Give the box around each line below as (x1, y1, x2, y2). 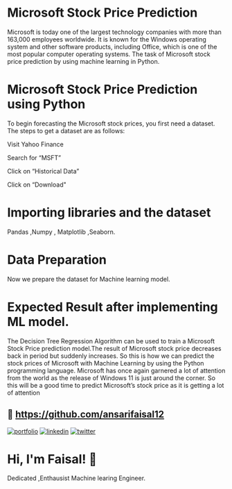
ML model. (7, 314, 69, 329)
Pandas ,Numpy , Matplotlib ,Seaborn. (7, 228, 116, 236)
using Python (7, 96, 86, 112)
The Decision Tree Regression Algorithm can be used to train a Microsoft (7, 336, 215, 345)
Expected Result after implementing (7, 299, 218, 315)
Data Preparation (7, 252, 107, 268)
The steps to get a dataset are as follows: (7, 126, 125, 135)
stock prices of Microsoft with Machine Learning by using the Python (7, 359, 204, 367)
